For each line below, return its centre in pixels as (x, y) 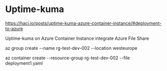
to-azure (14, 28)
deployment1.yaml (24, 63)
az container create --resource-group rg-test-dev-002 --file (68, 58)
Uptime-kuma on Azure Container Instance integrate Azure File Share (77, 38)
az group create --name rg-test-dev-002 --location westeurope (71, 48)
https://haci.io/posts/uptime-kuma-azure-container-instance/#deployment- (83, 23)
